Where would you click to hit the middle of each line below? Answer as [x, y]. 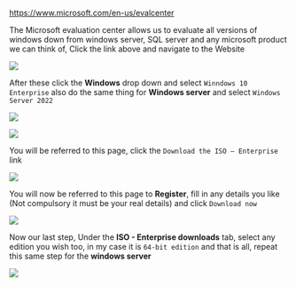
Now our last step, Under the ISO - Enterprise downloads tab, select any [143, 237]
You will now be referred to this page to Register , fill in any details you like [145, 194]
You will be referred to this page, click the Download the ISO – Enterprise [144, 151]
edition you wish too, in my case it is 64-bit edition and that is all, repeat [144, 247]
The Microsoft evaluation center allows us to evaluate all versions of [133, 30]
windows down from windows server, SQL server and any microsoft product [148, 40]
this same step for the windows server [81, 256]
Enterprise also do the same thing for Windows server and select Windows [145, 92]
